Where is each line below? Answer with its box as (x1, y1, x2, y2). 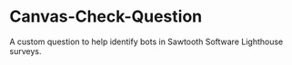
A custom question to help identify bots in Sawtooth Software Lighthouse (9, 36, 284, 47)
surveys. (9, 45, 42, 56)
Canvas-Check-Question (9, 6, 203, 27)
